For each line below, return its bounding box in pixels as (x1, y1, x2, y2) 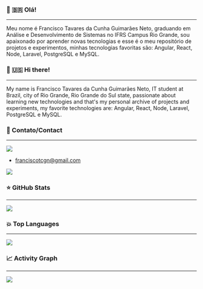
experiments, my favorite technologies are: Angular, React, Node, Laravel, (6, 104, 190, 111)
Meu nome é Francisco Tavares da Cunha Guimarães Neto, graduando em (6, 25, 192, 32)
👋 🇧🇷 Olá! (6, 5, 37, 14)
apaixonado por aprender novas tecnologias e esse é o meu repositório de (6, 37, 192, 45)
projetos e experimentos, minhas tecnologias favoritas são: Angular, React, (6, 44, 193, 51)
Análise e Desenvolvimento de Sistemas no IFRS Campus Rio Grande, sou (6, 31, 190, 39)
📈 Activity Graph (6, 254, 58, 262)
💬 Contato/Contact (6, 126, 63, 134)
